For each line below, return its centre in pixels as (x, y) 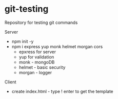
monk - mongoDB (37, 62)
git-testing (27, 9)
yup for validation (37, 57)
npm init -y (22, 41)
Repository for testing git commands (41, 22)
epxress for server (38, 52)
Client (10, 82)
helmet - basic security (42, 67)
